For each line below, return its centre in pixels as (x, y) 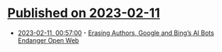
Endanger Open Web (48, 40)
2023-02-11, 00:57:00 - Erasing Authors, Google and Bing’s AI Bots (116, 33)
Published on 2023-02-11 (84, 13)
